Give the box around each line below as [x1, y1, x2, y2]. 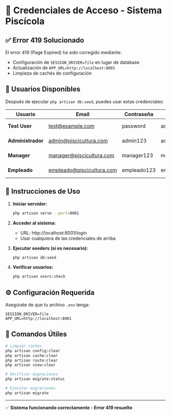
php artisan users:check [12, 274, 66, 279]
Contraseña [124, 110, 154, 118]
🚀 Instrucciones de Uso [5, 187, 80, 196]
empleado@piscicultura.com [48, 166, 117, 173]
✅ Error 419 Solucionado [5, 36, 84, 44]
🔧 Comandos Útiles [5, 330, 67, 339]
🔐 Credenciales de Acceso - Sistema [5, 5, 162, 16]
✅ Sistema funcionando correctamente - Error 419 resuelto [5, 404, 133, 410]
